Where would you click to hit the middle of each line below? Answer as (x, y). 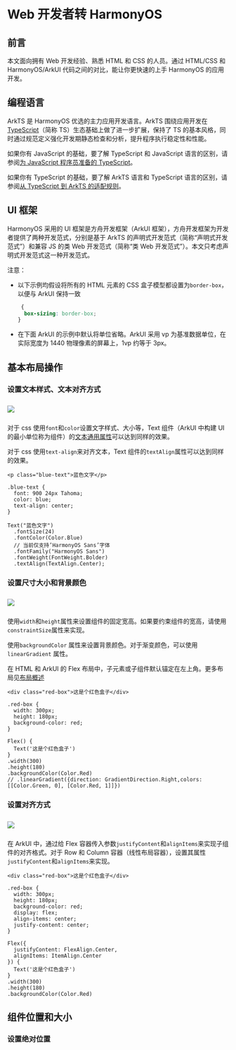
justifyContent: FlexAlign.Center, (66, 949)
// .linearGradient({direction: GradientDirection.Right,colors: (105, 780)
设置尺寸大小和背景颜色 (47, 582)
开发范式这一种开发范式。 (56, 255)
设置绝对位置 (29, 1039)
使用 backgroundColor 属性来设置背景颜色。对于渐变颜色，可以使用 (103, 645)
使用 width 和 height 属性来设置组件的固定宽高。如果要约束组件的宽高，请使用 (117, 621)
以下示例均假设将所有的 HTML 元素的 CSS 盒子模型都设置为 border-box (119, 285)
